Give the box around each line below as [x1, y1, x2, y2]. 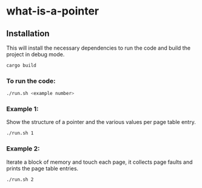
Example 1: [6, 105, 39, 113]
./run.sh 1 [6, 130, 34, 137]
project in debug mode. [6, 51, 65, 58]
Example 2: [6, 144, 40, 153]
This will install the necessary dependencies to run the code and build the [6, 44, 191, 51]
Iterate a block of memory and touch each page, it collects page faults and [6, 158, 193, 166]
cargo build [6, 62, 36, 68]
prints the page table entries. [6, 164, 79, 172]
